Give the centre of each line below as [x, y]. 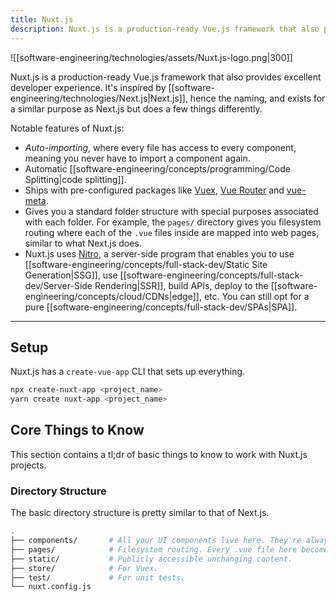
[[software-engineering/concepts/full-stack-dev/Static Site [146, 264]
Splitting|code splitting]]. [75, 179]
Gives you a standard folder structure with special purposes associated [171, 211]
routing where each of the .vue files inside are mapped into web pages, [172, 232]
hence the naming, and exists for [257, 98]
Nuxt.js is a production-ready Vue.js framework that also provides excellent [166, 77]
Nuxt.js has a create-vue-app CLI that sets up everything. [128, 372]
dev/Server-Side [58, 285]
